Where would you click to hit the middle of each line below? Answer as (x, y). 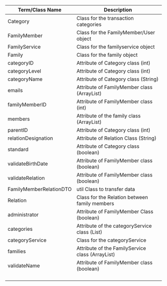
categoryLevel (24, 71)
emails (15, 90)
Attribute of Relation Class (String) (116, 138)
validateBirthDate (28, 164)
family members (95, 203)
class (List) (89, 232)
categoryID (21, 63)
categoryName (25, 79)
